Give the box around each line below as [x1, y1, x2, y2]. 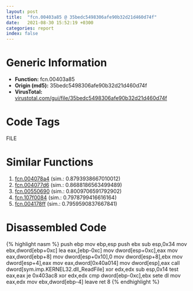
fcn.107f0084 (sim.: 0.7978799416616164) [14, 193, 117, 201]
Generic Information [6, 56, 107, 70]
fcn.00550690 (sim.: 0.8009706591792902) [14, 187, 122, 195]
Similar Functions [6, 156, 93, 169]
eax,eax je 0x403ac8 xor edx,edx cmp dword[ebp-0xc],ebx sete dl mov [6, 271, 181, 279]
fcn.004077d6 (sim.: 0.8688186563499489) [14, 181, 122, 188]
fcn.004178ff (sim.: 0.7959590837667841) [14, 200, 117, 207]
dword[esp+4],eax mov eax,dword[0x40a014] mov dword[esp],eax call [6, 259, 180, 266]
